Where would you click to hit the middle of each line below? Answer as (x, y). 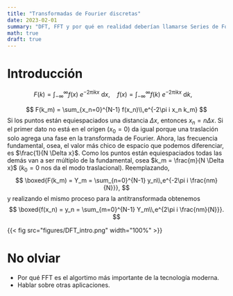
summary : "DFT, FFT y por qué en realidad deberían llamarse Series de (113, 26)
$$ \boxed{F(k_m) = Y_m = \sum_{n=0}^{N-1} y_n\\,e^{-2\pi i (102, 180)
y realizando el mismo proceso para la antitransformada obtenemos (104, 198)
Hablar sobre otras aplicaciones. (63, 285)
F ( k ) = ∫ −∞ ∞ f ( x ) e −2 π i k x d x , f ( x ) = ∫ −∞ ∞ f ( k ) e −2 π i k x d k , (113, 94)
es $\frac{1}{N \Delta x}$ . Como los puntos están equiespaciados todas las (115, 153)
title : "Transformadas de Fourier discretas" (74, 14)
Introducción (45, 74)
